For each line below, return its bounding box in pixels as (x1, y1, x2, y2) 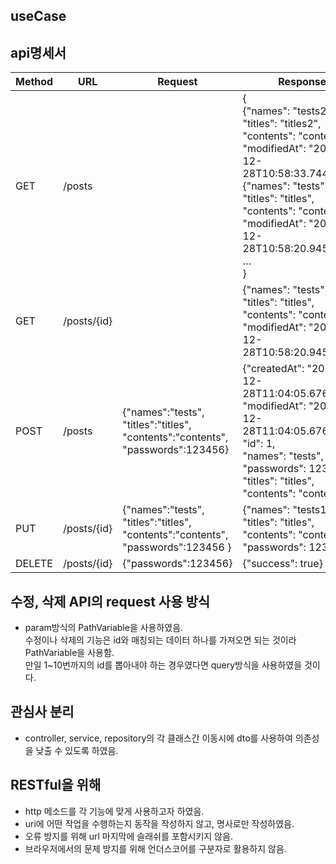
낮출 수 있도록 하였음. (35, 744, 119, 756)
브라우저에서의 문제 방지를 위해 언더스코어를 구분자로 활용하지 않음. (24, 842, 287, 854)
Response (278, 75, 327, 89)
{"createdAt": (242, 362, 305, 376)
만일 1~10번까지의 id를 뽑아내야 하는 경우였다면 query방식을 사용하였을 (24, 659, 303, 671)
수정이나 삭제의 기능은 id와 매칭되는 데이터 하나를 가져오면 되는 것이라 (24, 634, 297, 646)
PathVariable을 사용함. (24, 647, 115, 659)
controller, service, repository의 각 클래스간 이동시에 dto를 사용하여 (24, 732, 293, 744)
